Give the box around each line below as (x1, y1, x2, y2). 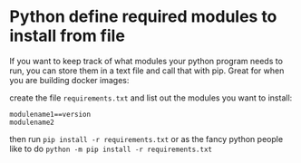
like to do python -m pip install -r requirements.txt (9, 143, 213, 154)
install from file (9, 25, 125, 46)
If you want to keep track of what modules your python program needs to (9, 55, 284, 66)
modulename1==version (9, 110, 92, 119)
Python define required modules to (9, 6, 277, 27)
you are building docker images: (9, 74, 130, 85)
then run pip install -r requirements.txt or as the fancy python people (9, 133, 284, 144)
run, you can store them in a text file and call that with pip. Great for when (9, 65, 285, 76)
